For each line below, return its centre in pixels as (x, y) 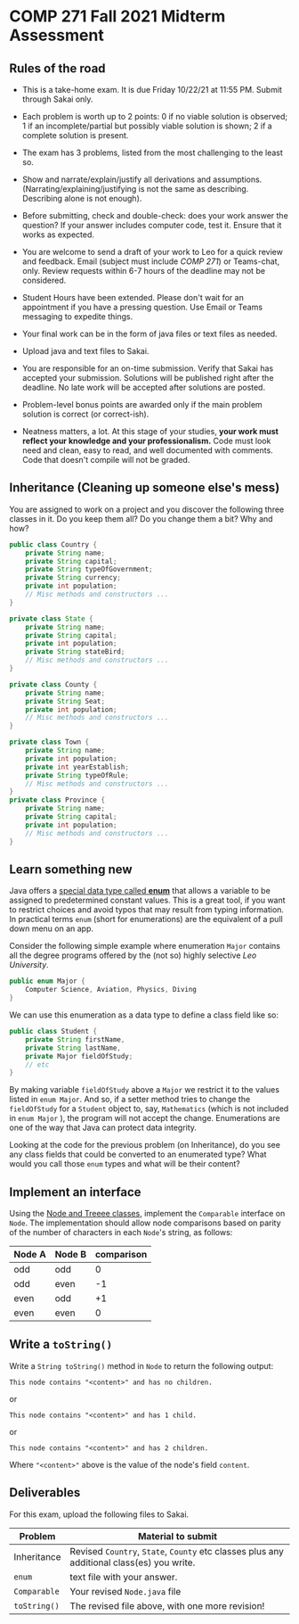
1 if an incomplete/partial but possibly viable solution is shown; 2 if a (147, 126)
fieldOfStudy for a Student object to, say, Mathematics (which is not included (149, 1109)
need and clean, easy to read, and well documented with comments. (147, 450)
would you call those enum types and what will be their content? (125, 1164)
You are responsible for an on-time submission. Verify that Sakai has (148, 368)
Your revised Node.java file (125, 1591)
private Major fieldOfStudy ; (79, 1056)
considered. (44, 280)
